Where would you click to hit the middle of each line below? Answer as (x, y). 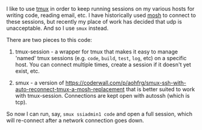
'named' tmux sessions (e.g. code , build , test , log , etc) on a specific (101, 58)
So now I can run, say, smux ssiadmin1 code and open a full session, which (99, 114)
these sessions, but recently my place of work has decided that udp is (94, 22)
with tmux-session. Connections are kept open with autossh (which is (102, 96)
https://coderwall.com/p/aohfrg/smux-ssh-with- (126, 83)
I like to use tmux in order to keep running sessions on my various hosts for (100, 9)
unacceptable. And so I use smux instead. (57, 28)
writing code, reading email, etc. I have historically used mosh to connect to (101, 15)
